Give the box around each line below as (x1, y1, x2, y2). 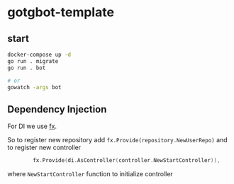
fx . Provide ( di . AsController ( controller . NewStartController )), (33, 157, 221, 164)
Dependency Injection (7, 103, 107, 115)
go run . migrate (7, 57, 59, 64)
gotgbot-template (7, 4, 115, 21)
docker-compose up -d (7, 51, 72, 58)
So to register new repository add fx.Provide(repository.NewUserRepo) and (7, 136, 228, 144)
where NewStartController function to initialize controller (7, 170, 174, 178)
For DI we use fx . (7, 122, 57, 131)
